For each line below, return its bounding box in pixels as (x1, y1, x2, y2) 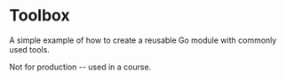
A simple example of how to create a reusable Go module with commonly (9, 35, 277, 45)
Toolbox (9, 5, 70, 26)
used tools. (9, 44, 51, 54)
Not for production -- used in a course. (9, 61, 152, 72)
